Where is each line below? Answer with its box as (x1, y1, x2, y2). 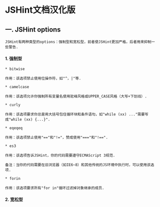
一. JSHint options (5, 25, 61, 34)
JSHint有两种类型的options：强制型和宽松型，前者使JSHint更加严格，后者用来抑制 (5, 39, 152, 44)
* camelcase (5, 85, 29, 90)
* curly (5, 103, 21, 108)
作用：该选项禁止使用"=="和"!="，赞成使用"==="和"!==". (5, 135, 108, 140)
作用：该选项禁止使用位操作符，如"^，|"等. (5, 76, 81, 81)
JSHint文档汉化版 (5, 4, 75, 16)
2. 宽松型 (5, 196, 23, 202)
